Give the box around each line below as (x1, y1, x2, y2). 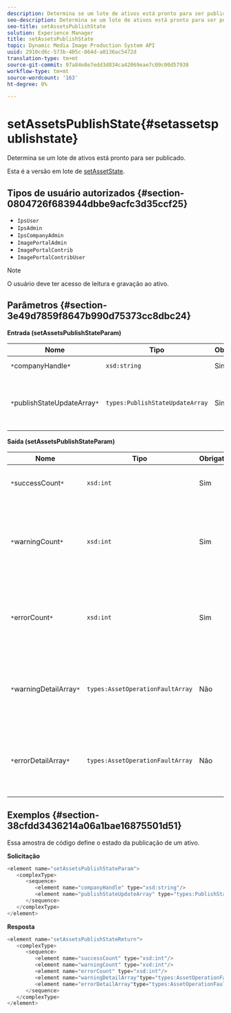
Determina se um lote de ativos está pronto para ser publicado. (7, 154, 186, 162)
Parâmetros (7, 299, 58, 311)
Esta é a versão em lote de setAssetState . (7, 167, 125, 176)
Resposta (7, 922, 35, 931)
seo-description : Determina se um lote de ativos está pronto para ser (7, 17, 217, 23)
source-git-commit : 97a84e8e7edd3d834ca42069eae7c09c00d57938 (7, 61, 189, 68)
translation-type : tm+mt (7, 55, 78, 62)
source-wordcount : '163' (7, 74, 78, 81)
